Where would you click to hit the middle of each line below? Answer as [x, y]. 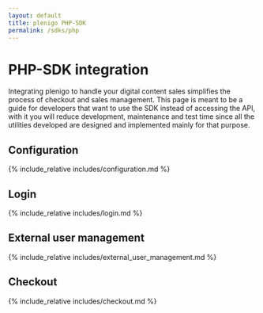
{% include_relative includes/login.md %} [75, 213]
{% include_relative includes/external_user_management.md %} [113, 257]
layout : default [35, 15]
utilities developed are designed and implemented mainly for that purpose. [129, 125]
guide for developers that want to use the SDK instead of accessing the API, [131, 109]
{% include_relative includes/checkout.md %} [83, 301]
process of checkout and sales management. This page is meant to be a [126, 100]
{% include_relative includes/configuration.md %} [89, 169]
